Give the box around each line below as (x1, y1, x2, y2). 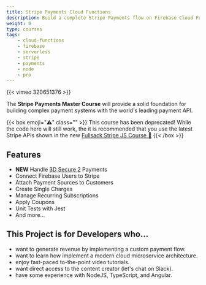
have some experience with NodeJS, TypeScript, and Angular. (15, 271, 173, 279)
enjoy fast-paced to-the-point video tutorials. (15, 258, 130, 265)
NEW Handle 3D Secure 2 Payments (15, 166, 107, 173)
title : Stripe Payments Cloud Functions (6, 9, 112, 15)
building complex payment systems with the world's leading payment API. (6, 107, 193, 114)
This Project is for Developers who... (6, 229, 149, 240)
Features (6, 150, 41, 160)
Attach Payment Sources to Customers (15, 179, 113, 186)
